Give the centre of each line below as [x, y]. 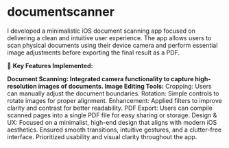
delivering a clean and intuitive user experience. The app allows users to [109, 38]
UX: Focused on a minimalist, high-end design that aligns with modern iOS [112, 122]
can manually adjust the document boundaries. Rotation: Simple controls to [113, 93]
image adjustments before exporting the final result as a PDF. [94, 53]
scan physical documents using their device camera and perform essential [112, 45]
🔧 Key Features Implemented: [50, 65]
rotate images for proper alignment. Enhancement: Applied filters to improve [115, 100]
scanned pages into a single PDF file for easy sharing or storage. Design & [112, 115]
